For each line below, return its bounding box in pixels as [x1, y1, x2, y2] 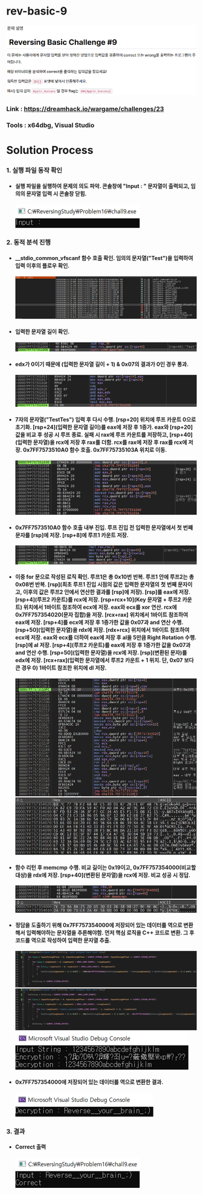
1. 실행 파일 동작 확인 [6, 166, 62, 175]
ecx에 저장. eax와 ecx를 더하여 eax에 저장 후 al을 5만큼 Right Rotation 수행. [14, 634, 196, 641]
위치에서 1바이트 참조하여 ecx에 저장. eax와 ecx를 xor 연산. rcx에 [23, 603, 177, 611]
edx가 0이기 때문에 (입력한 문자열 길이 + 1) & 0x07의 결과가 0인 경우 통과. [14, 360, 189, 367]
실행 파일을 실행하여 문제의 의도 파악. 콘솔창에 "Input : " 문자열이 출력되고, [14, 182, 190, 189]
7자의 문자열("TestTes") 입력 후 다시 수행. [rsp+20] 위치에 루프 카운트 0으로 [14, 416, 196, 423]
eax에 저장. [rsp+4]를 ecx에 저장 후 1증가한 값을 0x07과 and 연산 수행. [14, 619, 184, 626]
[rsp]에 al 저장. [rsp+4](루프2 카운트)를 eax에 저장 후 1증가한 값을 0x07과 [14, 642, 191, 649]
